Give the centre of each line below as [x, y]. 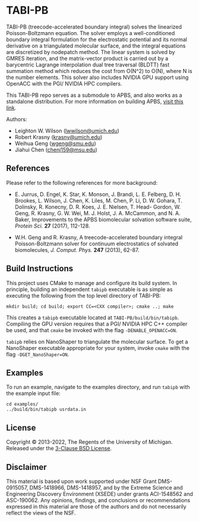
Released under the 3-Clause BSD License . [59, 449]
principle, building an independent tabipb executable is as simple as [89, 289]
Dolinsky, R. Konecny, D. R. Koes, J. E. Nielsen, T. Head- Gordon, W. [98, 207]
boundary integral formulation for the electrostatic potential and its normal [97, 39]
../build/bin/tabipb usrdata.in [46, 410]
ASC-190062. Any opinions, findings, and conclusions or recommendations [98, 500]
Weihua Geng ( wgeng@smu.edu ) [55, 143]
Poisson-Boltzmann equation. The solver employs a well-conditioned [91, 33]
